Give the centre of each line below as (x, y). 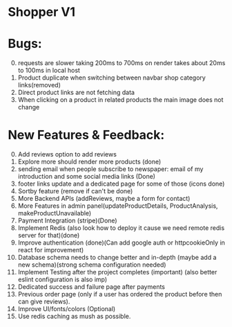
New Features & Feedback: (86, 135)
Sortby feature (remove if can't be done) (75, 191)
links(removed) (39, 85)
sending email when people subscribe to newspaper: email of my (110, 169)
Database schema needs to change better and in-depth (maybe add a (117, 258)
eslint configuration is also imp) (62, 280)
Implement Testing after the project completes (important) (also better (117, 272)
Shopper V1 (41, 12)
